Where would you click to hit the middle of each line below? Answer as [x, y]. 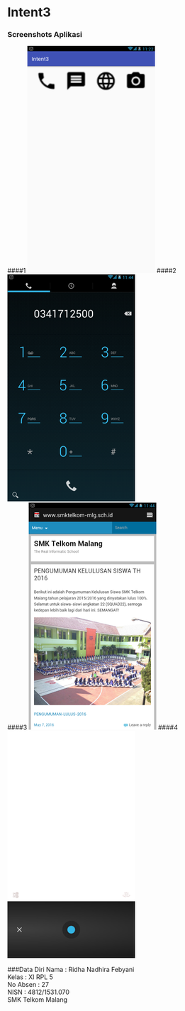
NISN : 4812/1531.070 [38, 992]
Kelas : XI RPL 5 [30, 977]
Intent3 [29, 12]
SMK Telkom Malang [38, 1000]
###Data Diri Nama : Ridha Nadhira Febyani [71, 970]
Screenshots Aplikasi [45, 35]
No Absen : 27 [28, 985]
